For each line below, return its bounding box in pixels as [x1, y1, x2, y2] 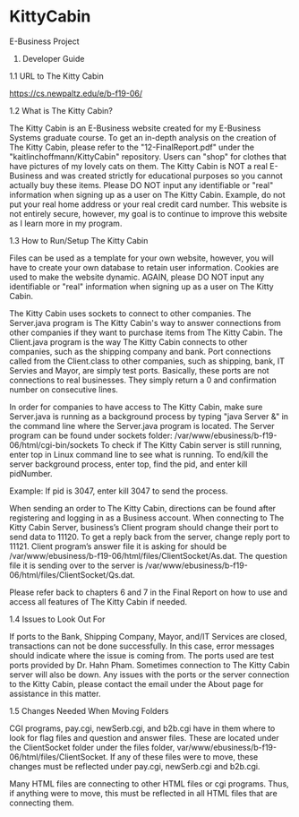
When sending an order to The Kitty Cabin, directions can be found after [9, 503, 276, 513]
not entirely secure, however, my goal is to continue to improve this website [9, 208, 288, 219]
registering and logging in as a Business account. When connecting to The [9, 512, 285, 523]
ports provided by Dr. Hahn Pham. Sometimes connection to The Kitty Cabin [9, 659, 291, 670]
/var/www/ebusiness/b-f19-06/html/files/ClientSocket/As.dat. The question [9, 550, 288, 561]
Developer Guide [21, 53, 85, 64]
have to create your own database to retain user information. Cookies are [9, 262, 279, 272]
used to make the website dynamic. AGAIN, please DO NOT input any [9, 271, 265, 282]
